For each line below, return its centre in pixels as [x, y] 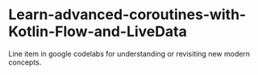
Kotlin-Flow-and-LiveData [98, 32]
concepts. [25, 62]
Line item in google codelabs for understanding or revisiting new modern [129, 53]
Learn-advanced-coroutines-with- [127, 15]
